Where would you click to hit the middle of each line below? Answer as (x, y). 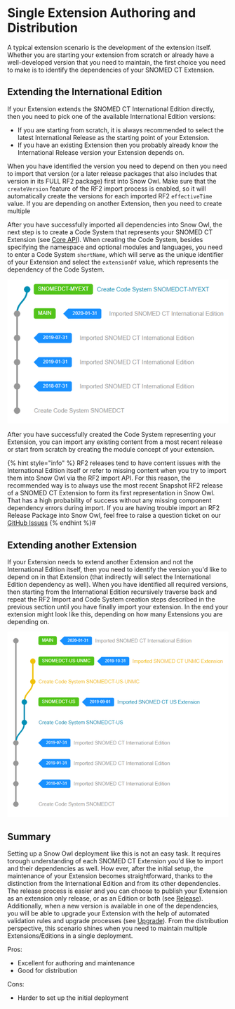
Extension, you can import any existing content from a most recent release (115, 442)
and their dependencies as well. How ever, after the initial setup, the (105, 868)
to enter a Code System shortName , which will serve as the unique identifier (115, 254)
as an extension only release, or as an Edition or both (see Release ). (105, 898)
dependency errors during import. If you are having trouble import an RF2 (113, 508)
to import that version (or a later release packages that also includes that (112, 173)
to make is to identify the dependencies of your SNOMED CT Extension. (111, 70)
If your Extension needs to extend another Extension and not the (100, 561)
